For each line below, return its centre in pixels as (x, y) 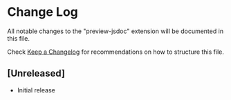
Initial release (36, 90)
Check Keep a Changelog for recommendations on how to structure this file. (116, 52)
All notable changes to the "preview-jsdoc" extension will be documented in (115, 31)
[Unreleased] (36, 73)
